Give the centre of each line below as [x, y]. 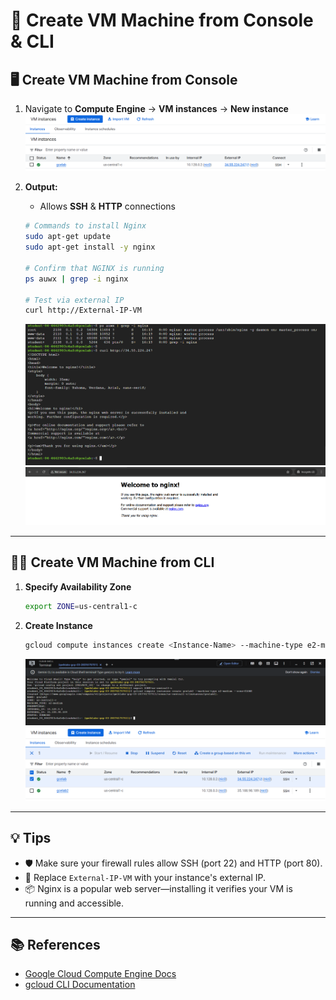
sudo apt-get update [67, 237]
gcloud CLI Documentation [80, 985]
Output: [41, 187]
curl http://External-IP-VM [83, 310]
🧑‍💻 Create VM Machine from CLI [112, 562]
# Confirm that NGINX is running [94, 268]
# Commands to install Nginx [85, 226]
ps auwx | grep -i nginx [76, 279]
